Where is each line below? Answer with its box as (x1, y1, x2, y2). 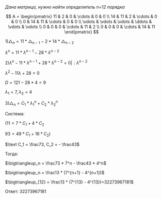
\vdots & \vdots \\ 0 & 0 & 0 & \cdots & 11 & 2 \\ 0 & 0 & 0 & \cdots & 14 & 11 (8, 24, 155, 30)
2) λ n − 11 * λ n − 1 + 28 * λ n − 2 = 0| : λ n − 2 (5, 59, 88, 66)
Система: (5, 111, 25, 117)
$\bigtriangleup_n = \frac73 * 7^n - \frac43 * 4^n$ (5, 160, 107, 166)
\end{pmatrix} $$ (64, 29, 99, 34)
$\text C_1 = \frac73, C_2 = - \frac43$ (5, 141, 80, 147)
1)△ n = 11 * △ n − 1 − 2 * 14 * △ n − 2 (5, 38, 74, 45)
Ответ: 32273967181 (5, 188, 47, 194)
